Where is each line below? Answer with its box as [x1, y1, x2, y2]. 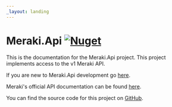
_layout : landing [6, 8, 49, 15]
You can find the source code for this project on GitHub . [6, 94, 144, 101]
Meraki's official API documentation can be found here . [6, 83, 142, 90]
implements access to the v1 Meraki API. [6, 60, 105, 67]
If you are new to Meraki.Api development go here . [6, 72, 131, 79]
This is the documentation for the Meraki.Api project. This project [6, 54, 166, 61]
